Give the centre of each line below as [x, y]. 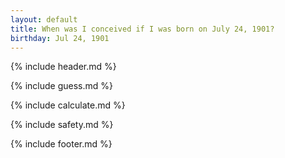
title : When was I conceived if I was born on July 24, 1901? [142, 29]
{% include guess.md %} [61, 86]
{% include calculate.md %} [68, 105]
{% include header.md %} [63, 67]
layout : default [44, 19]
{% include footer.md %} [61, 144]
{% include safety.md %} [62, 125]
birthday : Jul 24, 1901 [60, 38]
